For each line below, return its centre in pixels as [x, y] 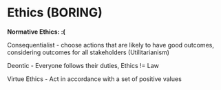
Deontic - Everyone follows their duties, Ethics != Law [83, 65]
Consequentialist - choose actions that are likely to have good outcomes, [111, 45]
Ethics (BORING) [55, 13]
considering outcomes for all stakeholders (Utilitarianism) [88, 52]
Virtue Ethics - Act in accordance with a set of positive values [95, 79]
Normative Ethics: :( [36, 32]
